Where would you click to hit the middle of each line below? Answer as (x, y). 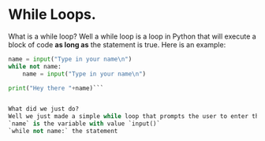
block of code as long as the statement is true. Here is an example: (117, 44)
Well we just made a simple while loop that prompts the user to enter (128, 117)
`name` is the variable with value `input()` (84, 124)
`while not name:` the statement (63, 132)
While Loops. (52, 15)
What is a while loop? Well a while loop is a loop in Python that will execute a (132, 36)
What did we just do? (44, 109)
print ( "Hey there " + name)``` (56, 88)
